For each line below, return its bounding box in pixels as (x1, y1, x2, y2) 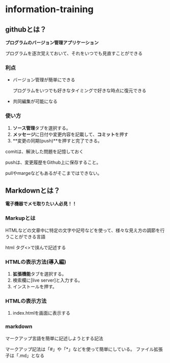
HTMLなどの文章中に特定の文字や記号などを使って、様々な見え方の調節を (5, 227, 160, 233)
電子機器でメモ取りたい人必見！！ (5, 201, 77, 207)
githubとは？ (5, 25, 47, 34)
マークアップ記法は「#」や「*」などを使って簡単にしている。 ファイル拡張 (5, 346, 163, 352)
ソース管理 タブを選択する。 (12, 125, 71, 131)
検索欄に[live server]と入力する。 (12, 277, 83, 283)
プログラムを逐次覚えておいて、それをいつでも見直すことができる (5, 50, 143, 56)
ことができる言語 (9, 233, 46, 239)
